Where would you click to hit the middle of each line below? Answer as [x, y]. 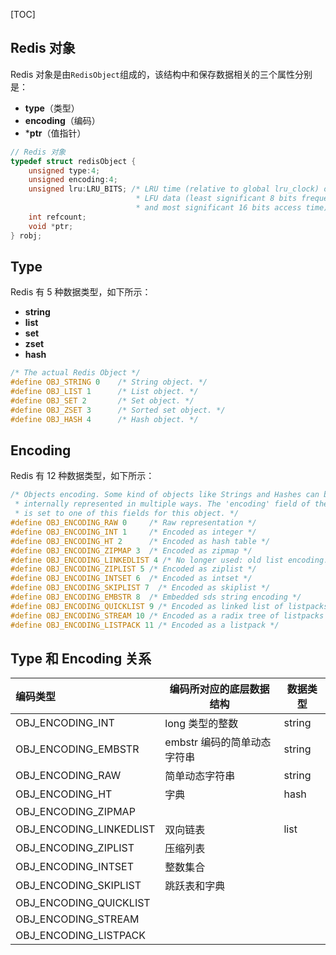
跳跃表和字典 [195, 886]
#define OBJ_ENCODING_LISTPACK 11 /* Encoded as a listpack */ [145, 625]
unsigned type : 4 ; [64, 170]
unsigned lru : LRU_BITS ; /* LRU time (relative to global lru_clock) [174, 189]
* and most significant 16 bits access [218, 208]
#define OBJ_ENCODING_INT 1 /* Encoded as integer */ [133, 532]
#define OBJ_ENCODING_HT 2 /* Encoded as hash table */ [140, 541]
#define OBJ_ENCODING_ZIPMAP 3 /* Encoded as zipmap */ [131, 550]
